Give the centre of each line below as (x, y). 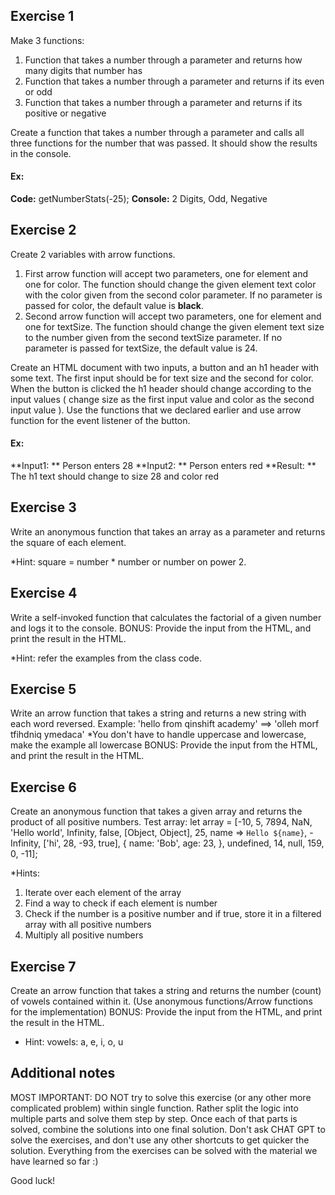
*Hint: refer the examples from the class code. (106, 658)
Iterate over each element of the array (103, 893)
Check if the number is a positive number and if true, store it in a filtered (173, 914)
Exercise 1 (42, 16)
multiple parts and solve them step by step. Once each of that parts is (154, 1118)
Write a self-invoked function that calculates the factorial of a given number (166, 617)
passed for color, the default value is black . (114, 305)
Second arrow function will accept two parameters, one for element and (173, 316)
